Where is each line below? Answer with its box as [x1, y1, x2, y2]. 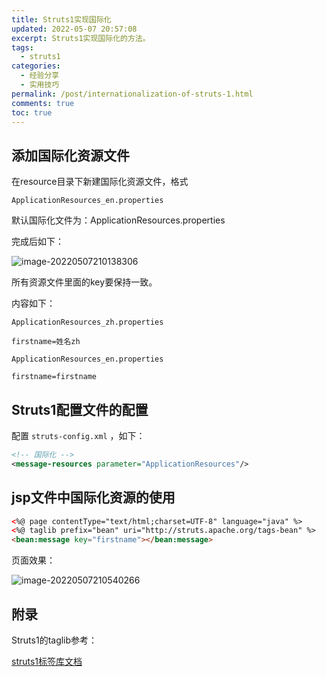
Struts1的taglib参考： [11, 634, 98, 646]
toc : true [11, 107, 53, 118]
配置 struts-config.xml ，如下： [11, 430, 146, 441]
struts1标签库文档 [11, 656, 83, 667]
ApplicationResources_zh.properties [11, 317, 164, 328]
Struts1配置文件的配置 [11, 401, 149, 418]
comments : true [11, 98, 75, 108]
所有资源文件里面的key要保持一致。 [11, 276, 158, 288]
